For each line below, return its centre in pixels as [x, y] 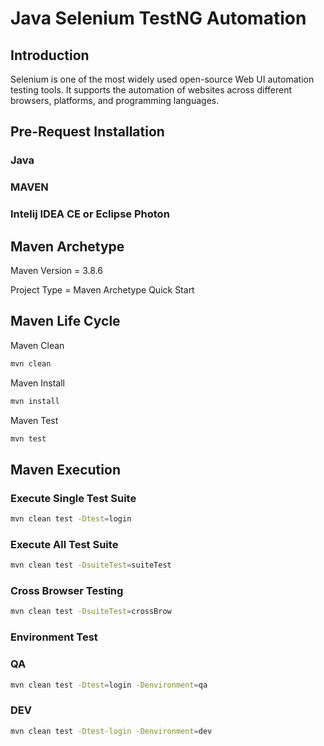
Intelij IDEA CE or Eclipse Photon [90, 214]
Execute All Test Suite [64, 544]
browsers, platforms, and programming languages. [115, 100]
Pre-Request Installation [87, 132]
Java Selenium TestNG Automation [158, 18]
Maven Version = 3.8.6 [56, 270]
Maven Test [34, 420]
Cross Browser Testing [67, 591]
